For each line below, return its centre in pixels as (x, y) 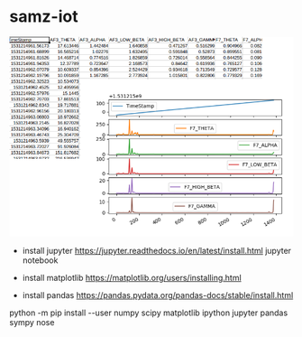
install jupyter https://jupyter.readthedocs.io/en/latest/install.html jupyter (156, 251)
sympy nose (32, 323)
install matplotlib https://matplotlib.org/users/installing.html (132, 278)
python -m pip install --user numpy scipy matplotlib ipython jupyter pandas (149, 313)
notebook (40, 260)
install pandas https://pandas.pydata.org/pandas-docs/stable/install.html (158, 295)
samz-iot (44, 17)
